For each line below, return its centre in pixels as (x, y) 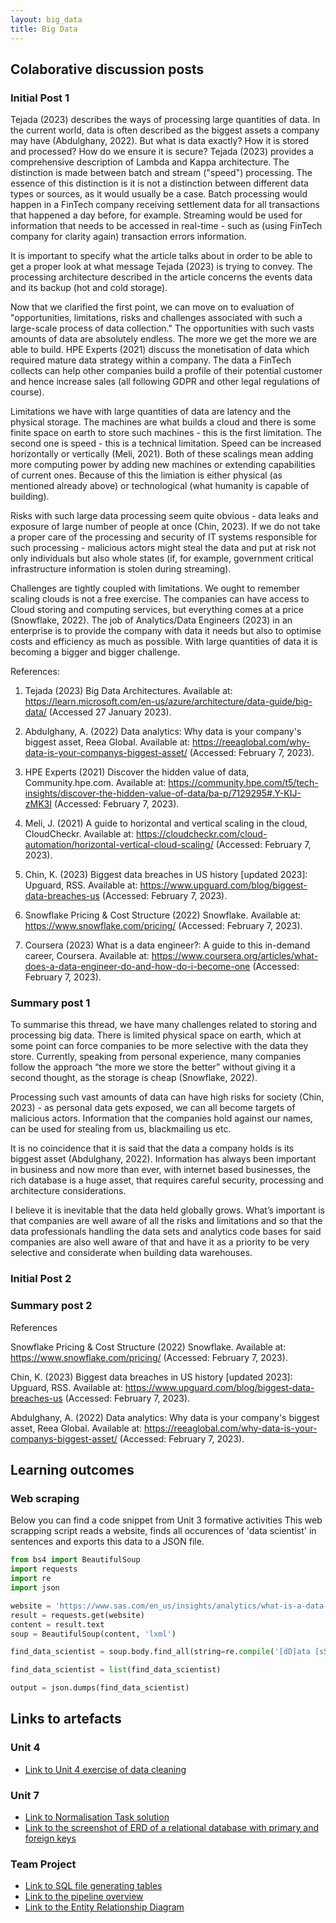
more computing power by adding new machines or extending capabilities (163, 465)
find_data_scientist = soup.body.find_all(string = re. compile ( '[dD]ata (160, 1652)
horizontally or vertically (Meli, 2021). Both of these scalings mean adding (162, 454)
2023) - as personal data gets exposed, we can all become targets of (153, 1108)
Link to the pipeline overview (84, 1897)
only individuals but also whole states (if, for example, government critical (162, 558)
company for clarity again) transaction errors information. (128, 237)
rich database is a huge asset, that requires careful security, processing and (167, 1180)
